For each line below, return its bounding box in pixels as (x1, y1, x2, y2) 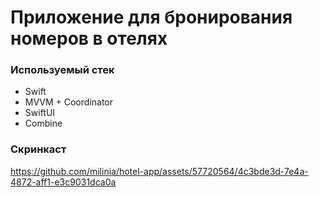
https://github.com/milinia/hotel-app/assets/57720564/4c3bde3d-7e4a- (10, 165, 309, 177)
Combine (24, 117, 63, 130)
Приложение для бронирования (10, 6, 293, 29)
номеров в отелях (10, 27, 168, 50)
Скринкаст (10, 142, 67, 156)
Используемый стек (10, 63, 115, 77)
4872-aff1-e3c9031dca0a (10, 176, 117, 188)
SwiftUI (24, 107, 56, 119)
